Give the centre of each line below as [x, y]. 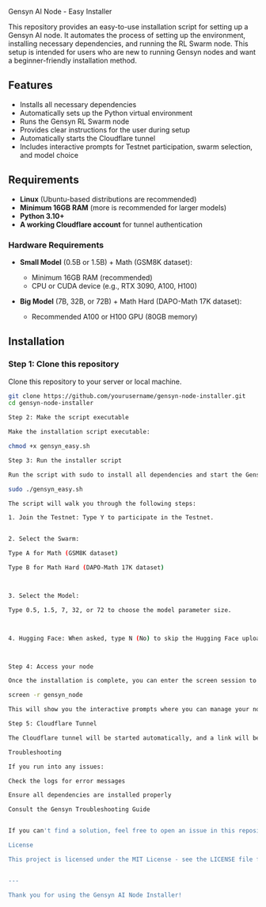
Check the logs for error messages [67, 781]
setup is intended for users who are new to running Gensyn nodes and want [132, 52]
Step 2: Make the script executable [68, 418]
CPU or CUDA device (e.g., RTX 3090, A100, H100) [114, 285]
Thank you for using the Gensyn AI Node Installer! [95, 895]
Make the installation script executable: [79, 432]
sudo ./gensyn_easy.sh [46, 489]
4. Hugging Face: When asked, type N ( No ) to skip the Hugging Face [123, 638]
